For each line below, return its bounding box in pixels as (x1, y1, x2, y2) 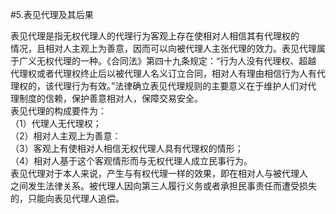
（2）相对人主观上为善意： (10, 130, 122, 142)
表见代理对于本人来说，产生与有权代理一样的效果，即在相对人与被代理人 (10, 168, 308, 179)
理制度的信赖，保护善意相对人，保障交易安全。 (10, 93, 203, 104)
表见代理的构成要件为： (10, 105, 107, 117)
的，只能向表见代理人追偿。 (10, 193, 125, 204)
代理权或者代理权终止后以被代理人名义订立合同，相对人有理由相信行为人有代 (10, 68, 326, 79)
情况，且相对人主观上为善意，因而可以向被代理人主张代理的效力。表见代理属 (10, 43, 326, 54)
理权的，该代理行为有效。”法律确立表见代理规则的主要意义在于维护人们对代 (10, 80, 317, 92)
